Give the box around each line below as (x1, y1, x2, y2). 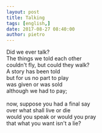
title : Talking (6, 15, 45, 21)
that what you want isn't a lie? (6, 120, 81, 127)
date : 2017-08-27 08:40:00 (6, 26, 75, 32)
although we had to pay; (6, 87, 67, 95)
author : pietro (6, 32, 45, 38)
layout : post (6, 9, 40, 15)
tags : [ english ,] (6, 20, 51, 26)
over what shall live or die (6, 107, 71, 114)
